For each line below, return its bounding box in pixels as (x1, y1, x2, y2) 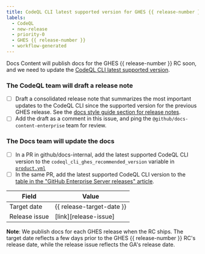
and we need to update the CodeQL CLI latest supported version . (6, 66, 170, 73)
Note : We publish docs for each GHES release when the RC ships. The (6, 228, 184, 235)
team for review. (66, 122, 107, 129)
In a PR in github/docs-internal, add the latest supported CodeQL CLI (15, 150, 189, 158)
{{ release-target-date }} (54, 202, 127, 211)
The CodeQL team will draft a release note (6, 81, 133, 90)
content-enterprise (15, 123, 65, 129)
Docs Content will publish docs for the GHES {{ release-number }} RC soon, (6, 59, 197, 67)
